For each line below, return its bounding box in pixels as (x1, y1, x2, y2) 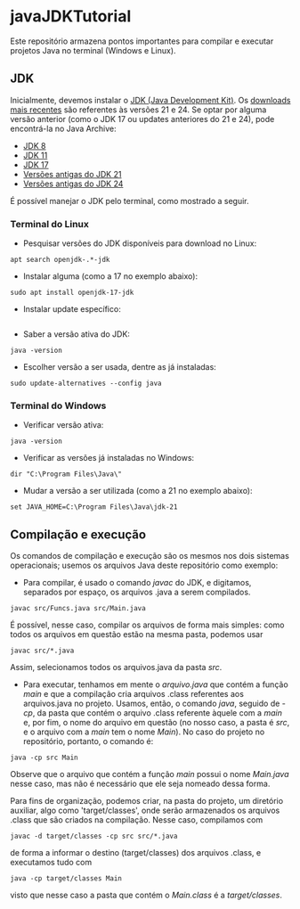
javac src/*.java (10, 646, 75, 656)
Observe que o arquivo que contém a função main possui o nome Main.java (10, 769, 289, 780)
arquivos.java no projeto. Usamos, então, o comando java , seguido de (22, 698, 280, 709)
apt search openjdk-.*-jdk (10, 256, 110, 265)
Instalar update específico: (22, 304, 121, 315)
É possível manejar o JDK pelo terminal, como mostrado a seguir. (10, 195, 249, 206)
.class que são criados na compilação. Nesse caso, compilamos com (10, 815, 264, 825)
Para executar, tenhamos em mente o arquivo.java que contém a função (22, 679, 288, 690)
